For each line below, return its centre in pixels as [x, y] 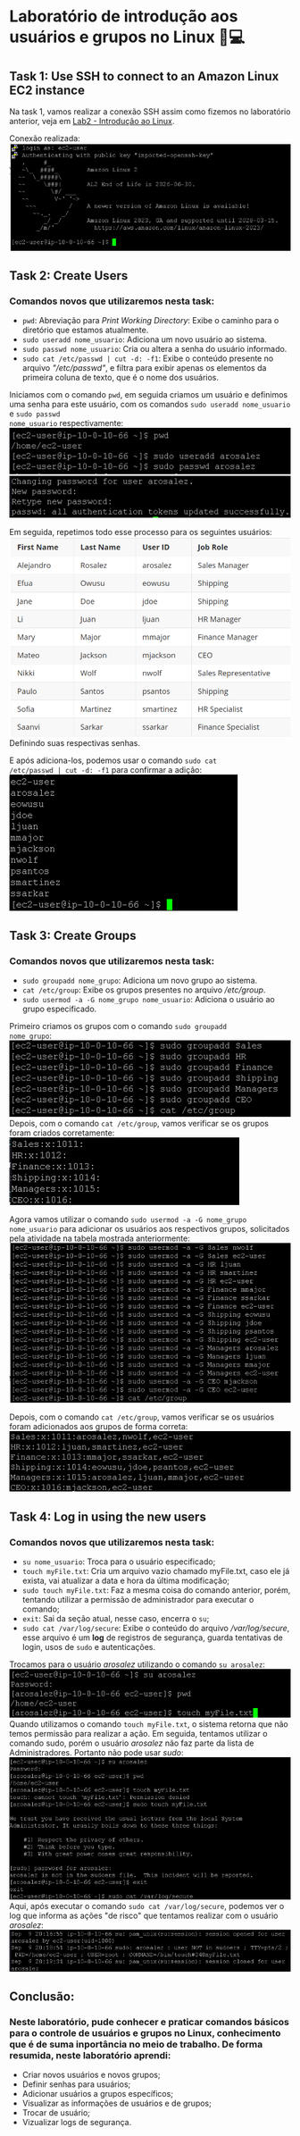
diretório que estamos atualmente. [85, 330]
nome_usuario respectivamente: [67, 423]
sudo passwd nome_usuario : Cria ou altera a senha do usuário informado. [154, 349]
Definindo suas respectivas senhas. [75, 742]
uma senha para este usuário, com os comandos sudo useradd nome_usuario [150, 405]
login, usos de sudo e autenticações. [89, 1647]
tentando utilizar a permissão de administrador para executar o [138, 1600]
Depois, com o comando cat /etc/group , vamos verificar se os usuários [142, 1417]
